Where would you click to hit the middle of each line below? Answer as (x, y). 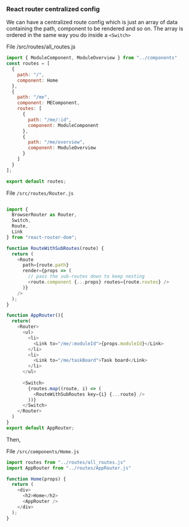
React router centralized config (53, 9)
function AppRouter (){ (35, 316)
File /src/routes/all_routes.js (41, 47)
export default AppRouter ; (40, 428)
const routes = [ (28, 64)
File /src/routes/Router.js (40, 193)
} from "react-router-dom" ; (42, 237)
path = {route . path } (45, 265)
